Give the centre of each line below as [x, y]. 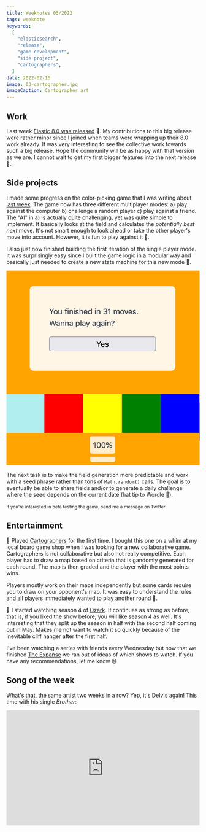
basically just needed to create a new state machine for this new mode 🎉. [99, 262]
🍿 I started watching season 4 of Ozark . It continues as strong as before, [98, 610]
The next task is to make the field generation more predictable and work [97, 475]
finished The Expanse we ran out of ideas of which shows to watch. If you [100, 655]
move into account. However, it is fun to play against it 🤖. [78, 237]
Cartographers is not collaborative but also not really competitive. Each [96, 553]
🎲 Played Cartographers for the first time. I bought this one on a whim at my [102, 540]
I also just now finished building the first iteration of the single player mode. [101, 249]
